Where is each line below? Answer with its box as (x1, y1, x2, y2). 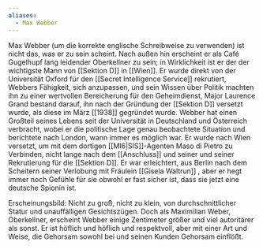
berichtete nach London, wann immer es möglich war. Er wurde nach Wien (8, 132, 251, 142)
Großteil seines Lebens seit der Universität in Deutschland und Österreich (8, 116, 247, 125)
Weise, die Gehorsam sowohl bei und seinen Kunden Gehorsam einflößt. (8, 232, 244, 241)
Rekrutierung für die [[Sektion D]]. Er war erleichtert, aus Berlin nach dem (8, 158, 247, 167)
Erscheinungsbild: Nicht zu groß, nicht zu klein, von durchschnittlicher (8, 198, 237, 207)
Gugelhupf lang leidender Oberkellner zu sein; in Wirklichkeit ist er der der (8, 57, 250, 67)
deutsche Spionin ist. (8, 183, 77, 192)
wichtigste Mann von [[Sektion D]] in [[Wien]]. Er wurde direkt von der (8, 65, 236, 75)
